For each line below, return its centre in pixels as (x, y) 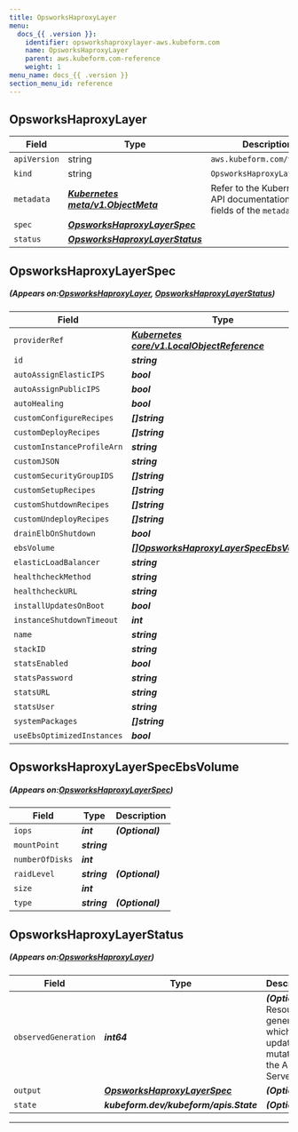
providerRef (39, 340)
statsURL (32, 692)
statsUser (34, 706)
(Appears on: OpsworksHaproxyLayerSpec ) (91, 789)
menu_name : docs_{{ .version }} (69, 76)
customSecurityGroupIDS (64, 475)
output (27, 1090)
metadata (32, 199)
